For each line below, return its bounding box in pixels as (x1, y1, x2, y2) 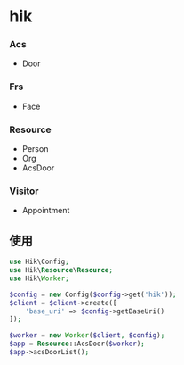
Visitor (9, 185, 39, 197)
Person (21, 144, 49, 154)
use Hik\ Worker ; (9, 274, 69, 283)
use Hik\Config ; (9, 257, 69, 267)
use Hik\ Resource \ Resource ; (9, 266, 114, 275)
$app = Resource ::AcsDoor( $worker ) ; (9, 339, 145, 349)
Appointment (21, 205, 70, 216)
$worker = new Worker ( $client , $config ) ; (9, 331, 165, 340)
